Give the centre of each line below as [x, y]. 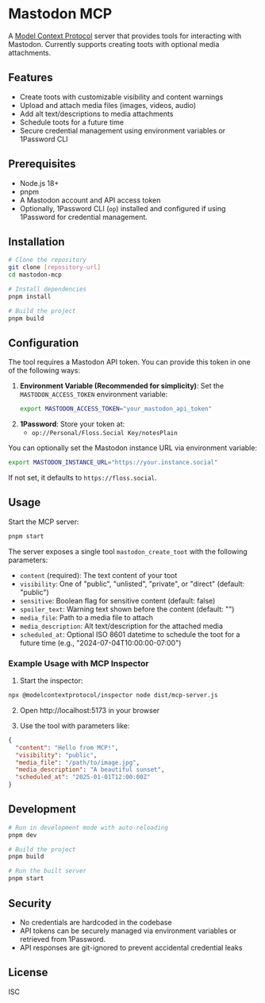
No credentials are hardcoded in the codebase [96, 922]
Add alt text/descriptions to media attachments [96, 114]
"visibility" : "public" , [56, 755]
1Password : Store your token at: [72, 424]
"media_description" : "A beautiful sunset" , [90, 770]
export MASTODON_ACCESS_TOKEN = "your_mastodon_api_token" [116, 409]
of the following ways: [44, 371]
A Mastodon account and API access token [90, 200]
